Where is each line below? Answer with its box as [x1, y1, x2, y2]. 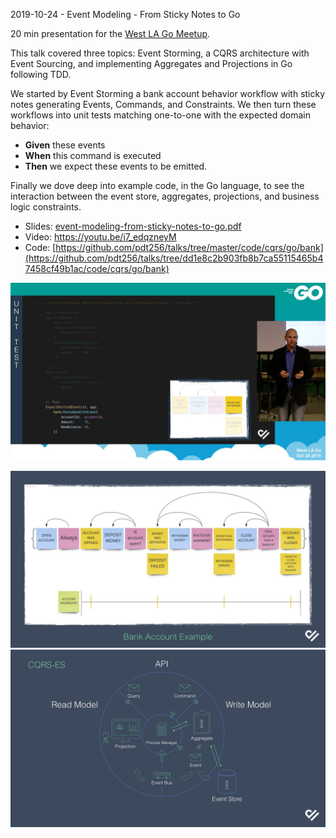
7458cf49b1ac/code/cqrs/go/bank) [24, 263, 170, 274]
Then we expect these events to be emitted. [24, 160, 208, 172]
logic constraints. [10, 201, 82, 213]
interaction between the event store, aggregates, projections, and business [10, 190, 320, 202]
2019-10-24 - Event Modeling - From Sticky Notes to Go [10, 9, 241, 20]
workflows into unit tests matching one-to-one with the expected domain [10, 109, 311, 121]
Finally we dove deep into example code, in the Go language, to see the [10, 180, 305, 191]
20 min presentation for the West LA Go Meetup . [10, 28, 211, 39]
